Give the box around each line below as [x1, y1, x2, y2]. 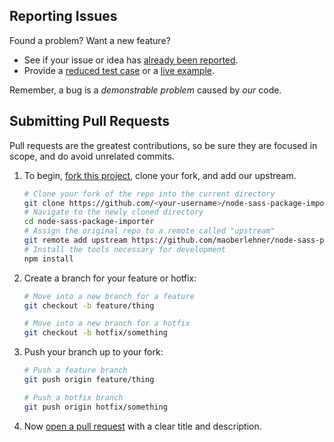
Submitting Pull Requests [9, 113, 171, 130]
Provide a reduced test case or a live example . [23, 64, 216, 76]
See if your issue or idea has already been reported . [23, 54, 239, 66]
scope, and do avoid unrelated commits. [9, 150, 175, 162]
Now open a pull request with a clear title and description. [23, 420, 262, 432]
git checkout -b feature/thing [23, 300, 155, 311]
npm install [23, 254, 74, 264]
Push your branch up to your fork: [23, 346, 164, 358]
